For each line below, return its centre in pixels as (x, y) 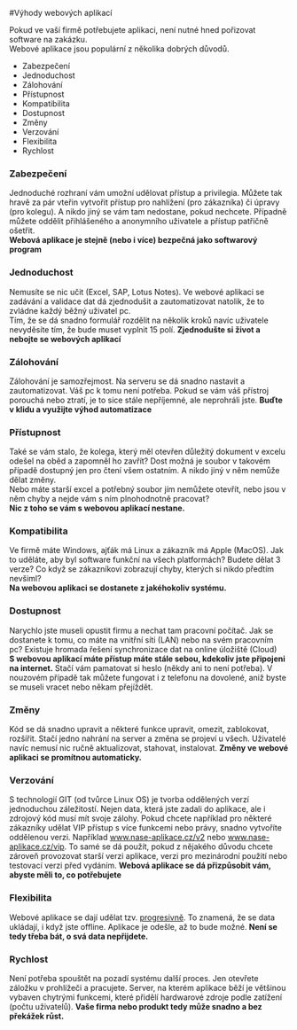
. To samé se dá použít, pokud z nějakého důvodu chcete (168, 847)
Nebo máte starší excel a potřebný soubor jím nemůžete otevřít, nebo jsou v (148, 489)
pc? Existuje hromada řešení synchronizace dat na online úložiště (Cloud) (143, 649)
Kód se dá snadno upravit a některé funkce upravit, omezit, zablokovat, (139, 730)
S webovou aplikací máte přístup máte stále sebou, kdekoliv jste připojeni (147, 659)
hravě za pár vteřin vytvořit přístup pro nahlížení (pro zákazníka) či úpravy (145, 202)
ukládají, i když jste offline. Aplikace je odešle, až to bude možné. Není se (143, 926)
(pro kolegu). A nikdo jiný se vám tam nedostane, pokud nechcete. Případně (148, 212)
